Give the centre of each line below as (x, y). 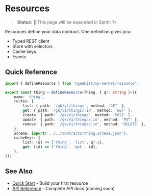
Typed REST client (31, 41)
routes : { (24, 101)
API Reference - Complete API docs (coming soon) (63, 188)
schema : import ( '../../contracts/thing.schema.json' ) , (71, 133)
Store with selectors (32, 46)
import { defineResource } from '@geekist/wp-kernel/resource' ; (72, 83)
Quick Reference (31, 72)
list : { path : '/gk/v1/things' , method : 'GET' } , (74, 106)
